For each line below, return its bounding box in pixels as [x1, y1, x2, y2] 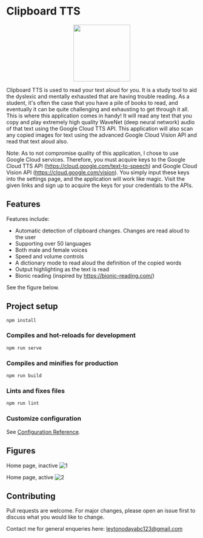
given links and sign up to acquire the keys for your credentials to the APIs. [6, 182, 193, 189]
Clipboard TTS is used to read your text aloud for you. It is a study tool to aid [6, 86, 197, 93]
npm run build [6, 373, 42, 379]
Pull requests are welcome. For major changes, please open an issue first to [6, 507, 196, 514]
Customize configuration [6, 415, 82, 423]
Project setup [6, 301, 59, 312]
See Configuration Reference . [6, 428, 81, 435]
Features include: [6, 215, 50, 222]
